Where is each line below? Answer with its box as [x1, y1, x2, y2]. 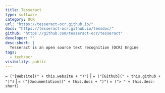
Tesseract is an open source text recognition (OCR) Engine [10, 45, 139, 50]
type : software [5, 12, 37, 17]
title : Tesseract [5, 7, 42, 13]
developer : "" [5, 36, 35, 41]
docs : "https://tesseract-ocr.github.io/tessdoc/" [5, 26, 114, 31]
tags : [5, 50, 17, 55]
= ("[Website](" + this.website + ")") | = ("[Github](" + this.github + [5, 73, 161, 79]
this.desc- [132, 79, 155, 84]
